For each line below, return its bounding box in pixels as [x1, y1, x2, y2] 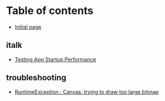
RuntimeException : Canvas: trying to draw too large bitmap [14, 88, 159, 95]
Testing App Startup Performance [14, 55, 96, 62]
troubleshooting [6, 73, 66, 83]
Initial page [14, 23, 42, 30]
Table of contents [6, 4, 94, 18]
